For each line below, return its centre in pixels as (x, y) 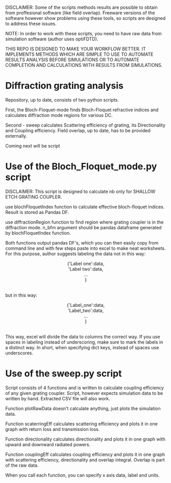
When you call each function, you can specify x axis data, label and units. (82, 475)
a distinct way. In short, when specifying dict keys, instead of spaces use (82, 347)
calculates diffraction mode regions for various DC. (59, 115)
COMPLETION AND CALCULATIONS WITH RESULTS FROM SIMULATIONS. (84, 65)
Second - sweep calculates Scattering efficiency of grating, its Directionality (86, 125)
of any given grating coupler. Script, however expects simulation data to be (84, 393)
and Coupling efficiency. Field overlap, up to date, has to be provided (78, 130)
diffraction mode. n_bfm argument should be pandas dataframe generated (83, 227)
